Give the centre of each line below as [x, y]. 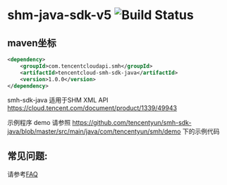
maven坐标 [32, 43]
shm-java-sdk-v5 [60, 15]
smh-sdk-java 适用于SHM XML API [58, 100]
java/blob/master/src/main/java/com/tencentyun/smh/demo [94, 131]
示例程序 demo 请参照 [39, 123]
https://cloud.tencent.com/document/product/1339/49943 [92, 108]
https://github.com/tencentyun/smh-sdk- [132, 123]
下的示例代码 [201, 131]
